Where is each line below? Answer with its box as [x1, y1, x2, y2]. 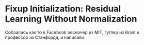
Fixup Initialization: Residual [5, 3, 121, 14]
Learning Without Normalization [5, 13, 137, 24]
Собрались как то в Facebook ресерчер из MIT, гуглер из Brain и [5, 29, 140, 35]
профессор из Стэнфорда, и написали [5, 34, 84, 40]
